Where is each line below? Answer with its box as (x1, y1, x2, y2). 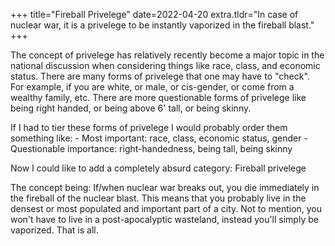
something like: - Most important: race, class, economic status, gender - (10, 132, 308, 144)
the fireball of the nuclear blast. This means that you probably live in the (10, 192, 307, 204)
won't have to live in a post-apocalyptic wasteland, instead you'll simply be (10, 214, 319, 225)
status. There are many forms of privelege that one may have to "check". (10, 70, 310, 82)
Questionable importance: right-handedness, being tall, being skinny (10, 143, 293, 154)
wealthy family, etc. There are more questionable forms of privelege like (10, 92, 307, 103)
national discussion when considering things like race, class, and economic (10, 60, 321, 71)
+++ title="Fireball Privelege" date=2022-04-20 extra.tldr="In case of (10, 9, 299, 20)
